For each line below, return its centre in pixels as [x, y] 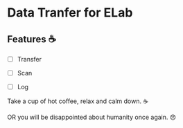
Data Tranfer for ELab [70, 13]
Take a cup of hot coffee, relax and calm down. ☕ [78, 101]
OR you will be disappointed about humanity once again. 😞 [92, 117]
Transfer [29, 59]
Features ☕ [32, 39]
